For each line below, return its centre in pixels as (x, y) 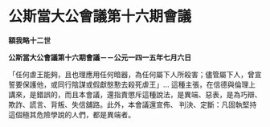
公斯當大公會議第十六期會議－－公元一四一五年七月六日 (100, 57)
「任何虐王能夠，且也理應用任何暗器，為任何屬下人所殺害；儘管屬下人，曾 (131, 74)
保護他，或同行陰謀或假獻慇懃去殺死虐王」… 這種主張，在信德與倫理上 (139, 84)
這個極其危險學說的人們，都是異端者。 (72, 114)
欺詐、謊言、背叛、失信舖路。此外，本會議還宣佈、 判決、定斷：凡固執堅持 (133, 104)
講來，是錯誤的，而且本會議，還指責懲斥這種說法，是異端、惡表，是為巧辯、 (135, 94)
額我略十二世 (29, 40)
